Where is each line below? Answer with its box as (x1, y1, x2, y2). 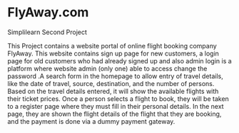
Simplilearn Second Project (7, 28, 88, 36)
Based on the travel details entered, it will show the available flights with (7, 87, 219, 95)
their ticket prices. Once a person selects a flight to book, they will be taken (7, 94, 230, 103)
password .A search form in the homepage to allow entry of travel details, (7, 72, 223, 80)
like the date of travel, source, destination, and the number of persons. (7, 79, 215, 87)
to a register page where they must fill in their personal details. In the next (7, 102, 224, 110)
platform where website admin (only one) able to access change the (7, 64, 208, 73)
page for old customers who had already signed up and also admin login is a (7, 56, 232, 65)
